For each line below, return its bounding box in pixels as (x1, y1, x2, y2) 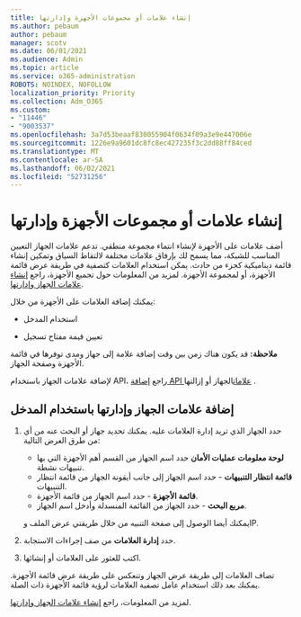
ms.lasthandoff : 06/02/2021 (10, 164, 116, 173)
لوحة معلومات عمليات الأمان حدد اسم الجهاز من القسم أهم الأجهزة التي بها (36, 452, 284, 463)
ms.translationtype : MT (10, 147, 100, 156)
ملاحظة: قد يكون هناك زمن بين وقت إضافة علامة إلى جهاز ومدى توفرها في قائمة (10, 348, 278, 360)
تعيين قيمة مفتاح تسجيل (22, 331, 103, 342)
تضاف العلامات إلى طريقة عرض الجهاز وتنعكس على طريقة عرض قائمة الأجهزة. (10, 570, 275, 580)
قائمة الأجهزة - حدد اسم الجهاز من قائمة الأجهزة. (36, 491, 199, 501)
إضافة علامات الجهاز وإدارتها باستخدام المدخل (10, 401, 235, 416)
